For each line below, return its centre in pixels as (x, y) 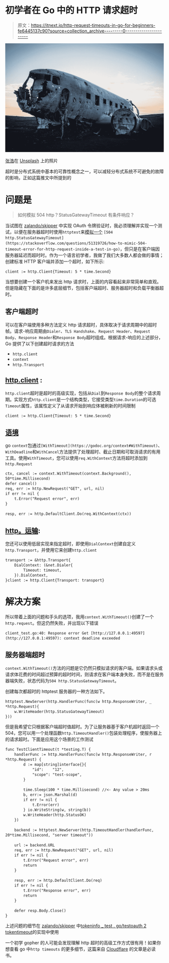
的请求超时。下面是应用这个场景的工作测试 (49, 739)
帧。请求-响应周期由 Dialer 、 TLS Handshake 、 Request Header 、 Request (78, 331)
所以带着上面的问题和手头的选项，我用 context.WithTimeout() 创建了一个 (80, 617)
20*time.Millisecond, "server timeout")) (49, 835)
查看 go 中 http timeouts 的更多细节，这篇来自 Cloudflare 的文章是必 (80, 949)
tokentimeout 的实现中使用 (32, 932)
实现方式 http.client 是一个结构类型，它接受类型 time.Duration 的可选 (85, 399)
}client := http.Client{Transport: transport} (55, 581)
